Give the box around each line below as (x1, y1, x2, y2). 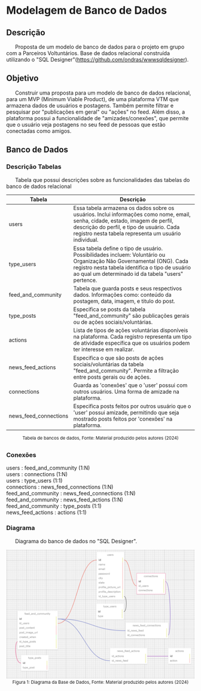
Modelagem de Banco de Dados (6, 4, 167, 17)
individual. (73, 236, 99, 243)
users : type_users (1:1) (6, 477, 63, 485)
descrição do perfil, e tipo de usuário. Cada (73, 224, 180, 231)
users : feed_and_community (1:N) (6, 464, 90, 471)
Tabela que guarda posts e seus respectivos (73, 285, 182, 292)
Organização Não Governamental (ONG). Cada (73, 257, 188, 264)
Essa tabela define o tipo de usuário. (73, 245, 163, 252)
